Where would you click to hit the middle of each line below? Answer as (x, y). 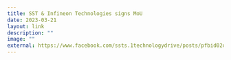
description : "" (30, 33)
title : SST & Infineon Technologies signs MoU (75, 13)
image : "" (21, 39)
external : (21, 46)
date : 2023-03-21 (32, 20)
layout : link (26, 26)
